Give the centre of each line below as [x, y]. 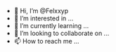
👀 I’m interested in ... [44, 18]
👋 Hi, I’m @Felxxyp [41, 11]
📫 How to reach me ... [46, 41]
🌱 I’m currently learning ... [51, 26]
